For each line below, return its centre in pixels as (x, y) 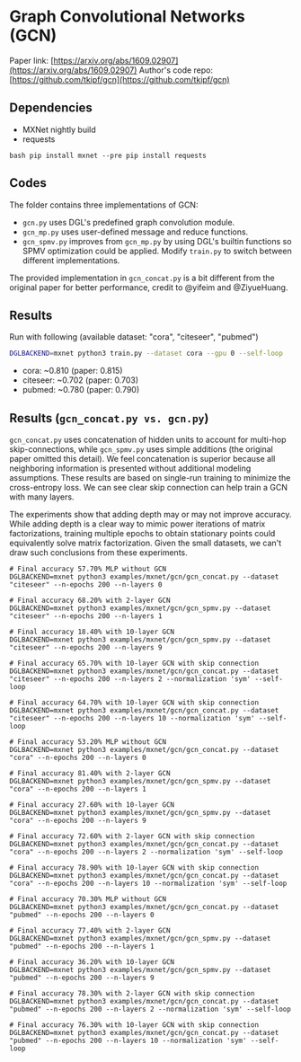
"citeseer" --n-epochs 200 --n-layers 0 (86, 585)
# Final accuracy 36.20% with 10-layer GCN (92, 962)
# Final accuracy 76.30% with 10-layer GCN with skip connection (134, 1025)
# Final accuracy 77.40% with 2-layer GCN (90, 931)
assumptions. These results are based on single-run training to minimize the (150, 478)
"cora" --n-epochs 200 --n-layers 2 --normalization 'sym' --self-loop (146, 852)
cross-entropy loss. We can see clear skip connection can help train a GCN (149, 488)
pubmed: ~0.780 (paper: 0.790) (81, 390)
